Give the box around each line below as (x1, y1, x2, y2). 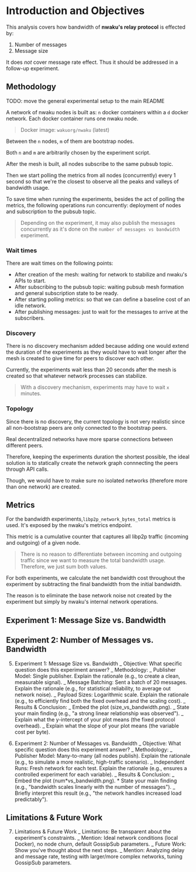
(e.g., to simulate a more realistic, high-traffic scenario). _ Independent (14, 758, 185, 765)
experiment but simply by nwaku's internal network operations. (6, 599, 159, 606)
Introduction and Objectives (6, 4, 145, 18)
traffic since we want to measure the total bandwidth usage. (20, 557, 166, 564)
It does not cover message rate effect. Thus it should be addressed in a (6, 59, 178, 66)
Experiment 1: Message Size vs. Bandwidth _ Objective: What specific (14, 660, 183, 667)
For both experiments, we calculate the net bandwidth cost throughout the (6, 575, 185, 582)
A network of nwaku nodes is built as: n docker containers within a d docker (6, 108, 188, 115)
